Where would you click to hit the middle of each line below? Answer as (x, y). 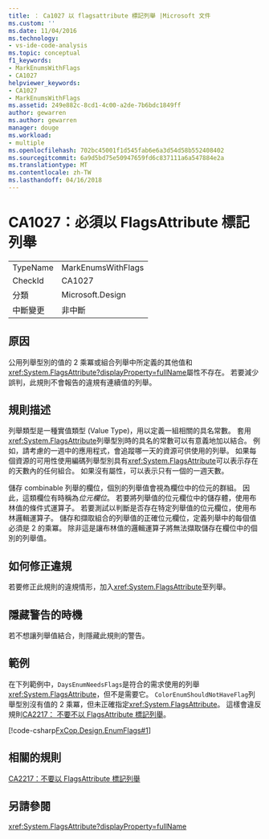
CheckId (28, 280)
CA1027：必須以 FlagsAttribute (113, 223)
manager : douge (34, 128)
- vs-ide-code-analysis (48, 46)
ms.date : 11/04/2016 (43, 31)
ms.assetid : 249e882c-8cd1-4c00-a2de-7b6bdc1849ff (95, 105)
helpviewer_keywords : (45, 83)
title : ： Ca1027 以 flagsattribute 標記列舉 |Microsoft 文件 (110, 16)
